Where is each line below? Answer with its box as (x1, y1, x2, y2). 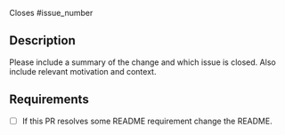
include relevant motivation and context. (9, 66, 157, 76)
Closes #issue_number (9, 8, 94, 18)
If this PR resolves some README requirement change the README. (21, 115, 273, 126)
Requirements (9, 92, 89, 107)
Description (9, 33, 76, 48)
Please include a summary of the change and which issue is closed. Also (9, 57, 276, 67)
